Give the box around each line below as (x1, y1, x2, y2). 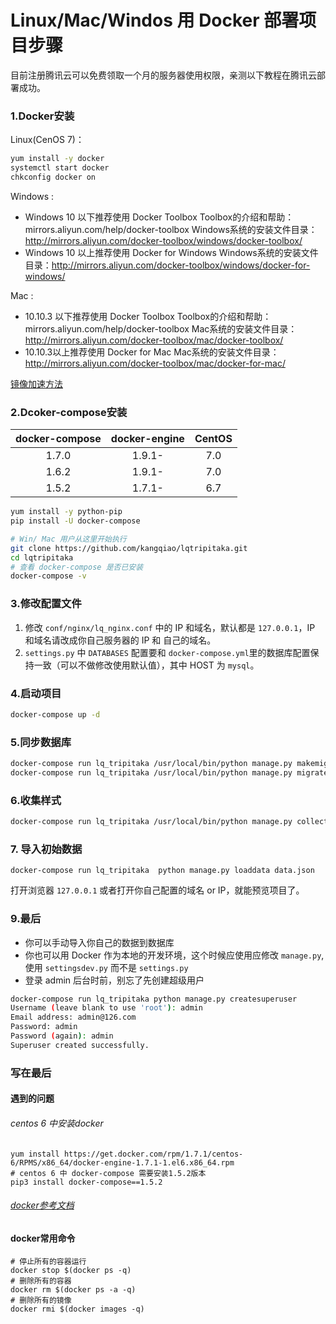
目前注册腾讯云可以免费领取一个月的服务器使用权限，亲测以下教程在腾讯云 (10, 69, 317, 81)
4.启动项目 (10, 686, 62, 700)
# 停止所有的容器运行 (10, 1257, 87, 1267)
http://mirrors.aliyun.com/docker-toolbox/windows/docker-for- (51, 259, 311, 271)
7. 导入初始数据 (10, 842, 83, 856)
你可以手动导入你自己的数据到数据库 (24, 936, 175, 948)
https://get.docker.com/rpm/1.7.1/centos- (63, 1149, 244, 1159)
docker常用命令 (10, 1232, 76, 1244)
